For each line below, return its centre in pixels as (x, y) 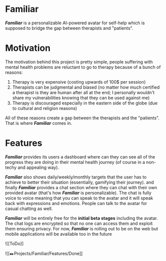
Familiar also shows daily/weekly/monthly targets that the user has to (76, 177)
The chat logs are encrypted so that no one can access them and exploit (79, 223)
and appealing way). (38, 167)
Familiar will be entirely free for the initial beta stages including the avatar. (82, 218)
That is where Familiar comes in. (39, 123)
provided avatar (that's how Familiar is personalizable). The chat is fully (78, 193)
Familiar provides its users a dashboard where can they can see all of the (80, 157)
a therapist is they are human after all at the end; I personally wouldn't (83, 92)
